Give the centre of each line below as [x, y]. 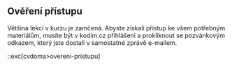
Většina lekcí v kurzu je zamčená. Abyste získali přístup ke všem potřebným [116, 28]
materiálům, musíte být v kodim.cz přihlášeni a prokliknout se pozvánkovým [116, 35]
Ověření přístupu [45, 11]
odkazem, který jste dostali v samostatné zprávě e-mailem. [92, 42]
